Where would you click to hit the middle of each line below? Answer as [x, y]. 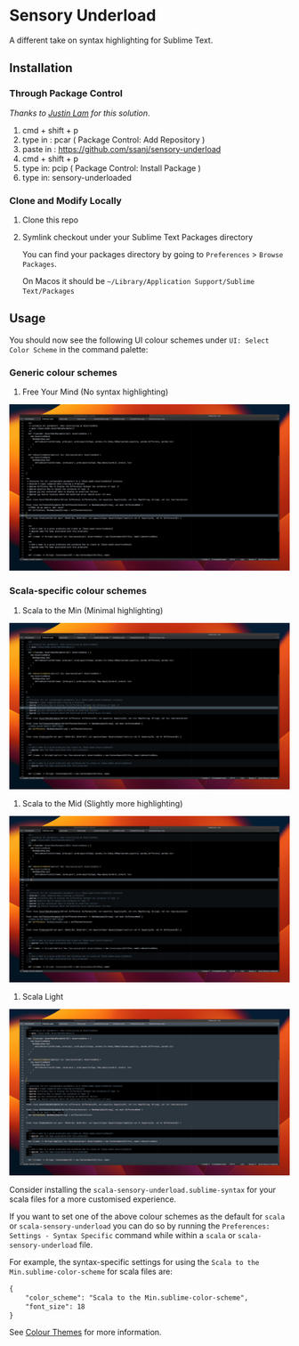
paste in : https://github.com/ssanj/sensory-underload [121, 149]
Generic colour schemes [64, 372]
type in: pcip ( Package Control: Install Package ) [112, 168]
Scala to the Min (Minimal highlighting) [93, 610]
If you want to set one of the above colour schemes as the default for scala [147, 1217]
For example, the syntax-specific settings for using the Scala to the [134, 1262]
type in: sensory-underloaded [77, 177]
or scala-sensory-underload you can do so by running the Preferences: [140, 1226]
